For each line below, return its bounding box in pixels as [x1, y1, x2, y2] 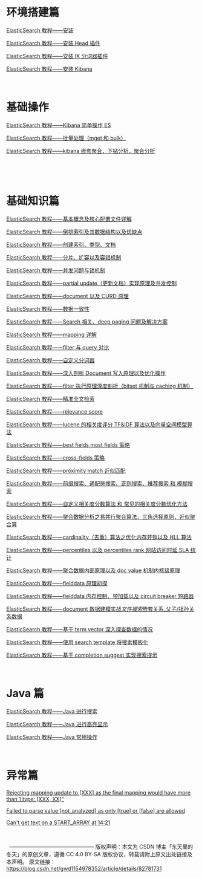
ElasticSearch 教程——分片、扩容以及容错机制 [6, 253, 122, 261]
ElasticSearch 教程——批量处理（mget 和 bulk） [6, 134, 126, 141]
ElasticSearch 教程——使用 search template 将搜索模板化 [6, 639, 149, 646]
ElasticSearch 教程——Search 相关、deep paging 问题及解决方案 [6, 318, 168, 325]
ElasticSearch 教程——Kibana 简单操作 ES [6, 122, 111, 129]
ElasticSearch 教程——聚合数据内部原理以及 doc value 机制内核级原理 [6, 567, 180, 574]
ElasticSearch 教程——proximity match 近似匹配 [6, 467, 126, 474]
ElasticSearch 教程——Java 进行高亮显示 [6, 720, 108, 727]
